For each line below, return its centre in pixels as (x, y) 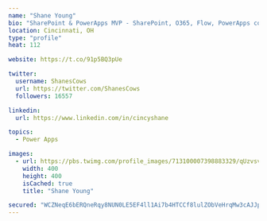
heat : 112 (25, 45)
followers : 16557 (44, 96)
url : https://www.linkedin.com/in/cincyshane (92, 118)
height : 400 (42, 176)
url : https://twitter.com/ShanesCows (78, 88)
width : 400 (41, 169)
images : (21, 154)
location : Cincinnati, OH (51, 30)
